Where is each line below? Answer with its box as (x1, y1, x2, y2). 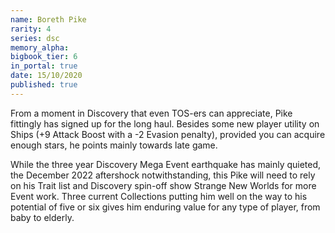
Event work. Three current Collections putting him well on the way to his (10, 190, 308, 202)
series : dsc (10, 33, 60, 43)
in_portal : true (10, 61, 78, 71)
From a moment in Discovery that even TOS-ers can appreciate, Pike (10, 107, 293, 119)
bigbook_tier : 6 (10, 52, 78, 62)
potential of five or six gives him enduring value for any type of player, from (10, 201, 321, 213)
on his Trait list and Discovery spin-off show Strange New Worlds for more (10, 179, 317, 191)
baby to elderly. (10, 211, 75, 223)
